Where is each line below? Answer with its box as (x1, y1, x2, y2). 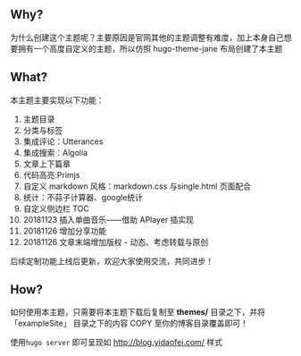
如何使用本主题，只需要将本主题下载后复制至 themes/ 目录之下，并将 (10, 307, 266, 318)
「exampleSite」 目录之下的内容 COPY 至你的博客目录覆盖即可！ (10, 318, 248, 329)
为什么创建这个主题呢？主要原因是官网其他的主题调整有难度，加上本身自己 (10, 31, 284, 43)
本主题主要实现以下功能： (10, 94, 105, 106)
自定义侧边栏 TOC (22, 203, 90, 214)
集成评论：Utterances (22, 136, 104, 147)
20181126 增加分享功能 (22, 225, 107, 236)
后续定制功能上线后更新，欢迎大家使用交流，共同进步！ (10, 255, 213, 267)
